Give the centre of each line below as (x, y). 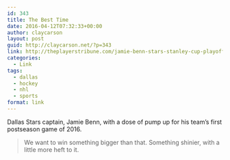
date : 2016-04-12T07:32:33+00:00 (55, 26)
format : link (26, 103)
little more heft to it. (51, 149)
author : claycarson (35, 32)
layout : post (26, 39)
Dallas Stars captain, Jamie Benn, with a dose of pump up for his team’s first (115, 122)
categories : (24, 58)
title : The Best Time (38, 20)
